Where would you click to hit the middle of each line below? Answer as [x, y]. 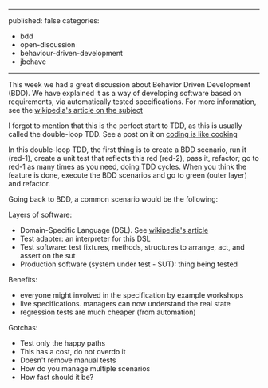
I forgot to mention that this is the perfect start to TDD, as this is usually [125, 126]
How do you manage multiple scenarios [85, 368]
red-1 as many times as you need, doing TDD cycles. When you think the [128, 166]
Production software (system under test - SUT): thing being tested [128, 264]
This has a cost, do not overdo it [73, 352]
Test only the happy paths [63, 343]
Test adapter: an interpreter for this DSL [85, 238]
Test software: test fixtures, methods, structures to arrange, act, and [132, 247]
